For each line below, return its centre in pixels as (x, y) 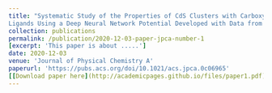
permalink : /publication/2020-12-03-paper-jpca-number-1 (106, 38)
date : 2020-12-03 (38, 53)
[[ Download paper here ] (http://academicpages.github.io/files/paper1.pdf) (137, 76)
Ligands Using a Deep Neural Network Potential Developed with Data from (136, 23)
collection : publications (52, 31)
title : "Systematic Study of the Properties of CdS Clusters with (123, 16)
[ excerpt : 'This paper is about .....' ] (78, 46)
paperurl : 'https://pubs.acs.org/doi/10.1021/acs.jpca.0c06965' (119, 69)
